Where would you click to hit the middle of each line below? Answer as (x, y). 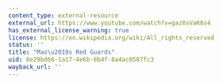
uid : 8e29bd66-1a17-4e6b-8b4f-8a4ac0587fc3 (81, 60)
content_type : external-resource (63, 15)
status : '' (26, 45)
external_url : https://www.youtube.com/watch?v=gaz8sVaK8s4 (110, 23)
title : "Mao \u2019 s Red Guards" (61, 52)
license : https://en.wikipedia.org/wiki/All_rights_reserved (111, 38)
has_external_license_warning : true (69, 30)
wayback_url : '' (35, 67)
